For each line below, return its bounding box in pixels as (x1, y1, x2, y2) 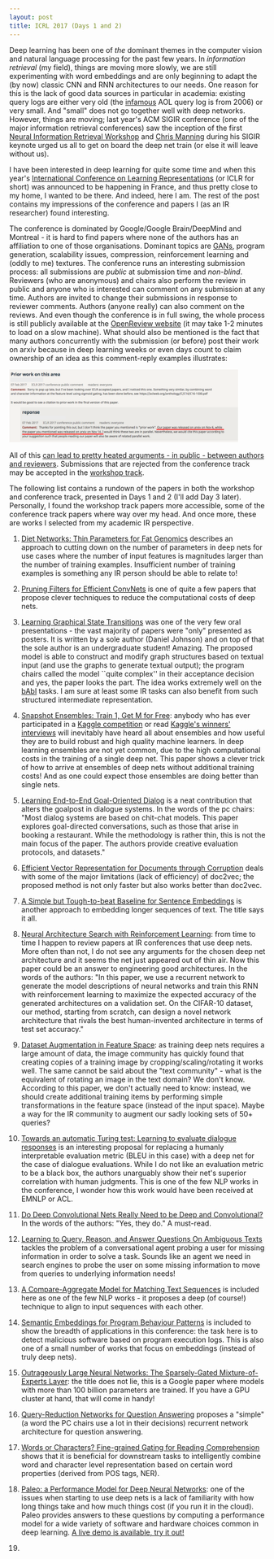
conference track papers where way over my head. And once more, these (9, 509, 257, 519)
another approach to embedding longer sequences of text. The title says (20, 904, 264, 914)
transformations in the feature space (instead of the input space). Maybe (20, 1100, 265, 1110)
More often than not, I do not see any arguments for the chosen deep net (20, 946, 266, 956)
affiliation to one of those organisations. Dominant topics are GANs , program (9, 241, 265, 250)
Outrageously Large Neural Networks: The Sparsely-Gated (20, 1367, 218, 1378)
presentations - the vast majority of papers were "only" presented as (20, 625, 252, 635)
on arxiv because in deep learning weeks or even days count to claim (9, 344, 242, 354)
